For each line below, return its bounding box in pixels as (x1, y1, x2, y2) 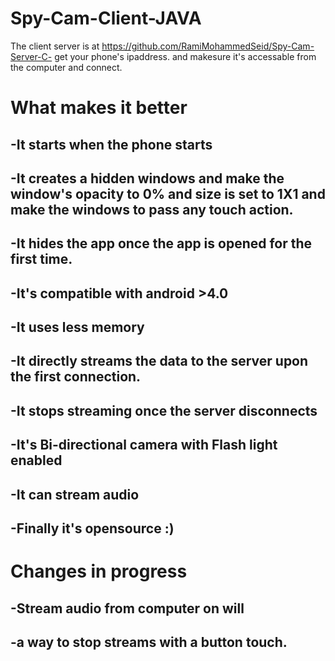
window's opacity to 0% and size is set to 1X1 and (10, 185, 326, 202)
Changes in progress (10, 560, 188, 583)
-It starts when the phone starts (10, 136, 213, 153)
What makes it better (10, 97, 188, 119)
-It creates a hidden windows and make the (10, 170, 285, 187)
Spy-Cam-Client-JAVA (10, 7, 202, 30)
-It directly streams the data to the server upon (10, 353, 309, 370)
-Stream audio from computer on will (10, 600, 245, 617)
